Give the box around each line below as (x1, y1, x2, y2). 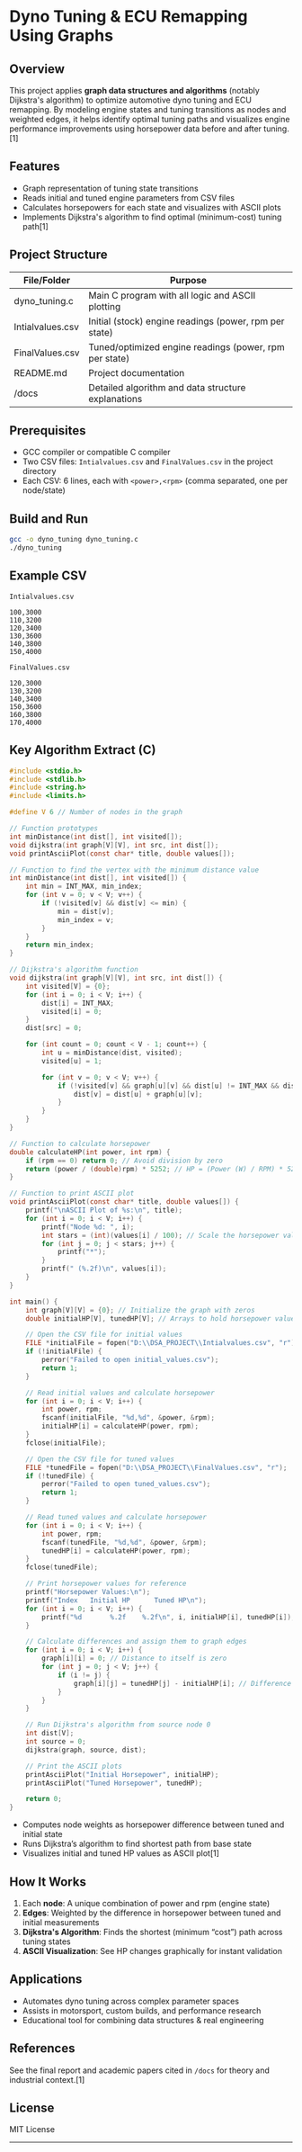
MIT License (9, 2124, 56, 2135)
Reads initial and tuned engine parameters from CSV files (22, 192, 235, 203)
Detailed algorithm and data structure (88, 381, 246, 393)
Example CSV (9, 569, 87, 584)
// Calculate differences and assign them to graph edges (25, 1637, 247, 1646)
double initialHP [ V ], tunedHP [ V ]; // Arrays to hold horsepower (25, 1314, 271, 1323)
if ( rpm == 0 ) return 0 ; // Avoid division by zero (25, 1156, 223, 1165)
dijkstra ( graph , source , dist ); (25, 1745, 147, 1754)
